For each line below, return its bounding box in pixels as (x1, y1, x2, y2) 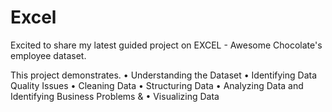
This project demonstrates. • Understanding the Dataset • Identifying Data (10, 69, 318, 81)
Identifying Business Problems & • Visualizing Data (10, 90, 220, 102)
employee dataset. (10, 49, 87, 61)
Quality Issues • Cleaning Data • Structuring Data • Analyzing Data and (10, 79, 304, 91)
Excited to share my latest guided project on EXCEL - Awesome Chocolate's (10, 39, 323, 51)
